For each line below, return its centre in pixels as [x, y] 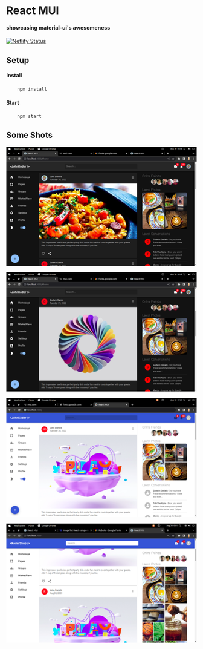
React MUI [33, 11]
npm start [30, 117]
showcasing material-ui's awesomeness [58, 27]
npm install [32, 89]
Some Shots [30, 135]
